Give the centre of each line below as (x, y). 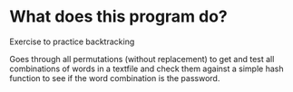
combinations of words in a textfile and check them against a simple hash (146, 69)
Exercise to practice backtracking (72, 41)
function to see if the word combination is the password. (115, 78)
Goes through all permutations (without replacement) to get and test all (142, 59)
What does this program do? (119, 17)
